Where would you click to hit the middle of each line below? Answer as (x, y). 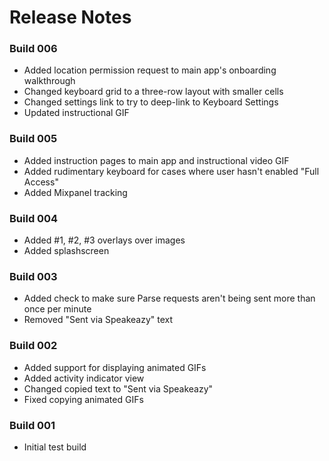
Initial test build (55, 447)
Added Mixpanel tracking (75, 192)
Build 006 (33, 49)
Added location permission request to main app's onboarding (150, 70)
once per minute (57, 309)
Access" (41, 182)
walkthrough (49, 81)
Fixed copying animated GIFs (83, 399)
